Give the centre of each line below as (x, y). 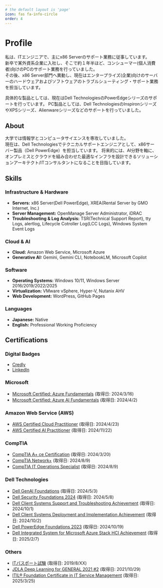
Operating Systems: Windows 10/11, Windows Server (66, 281)
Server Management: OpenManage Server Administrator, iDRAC (77, 213)
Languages (19, 309)
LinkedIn (21, 370)
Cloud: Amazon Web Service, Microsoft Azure (58, 252)
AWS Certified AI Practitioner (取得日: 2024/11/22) (62, 430)
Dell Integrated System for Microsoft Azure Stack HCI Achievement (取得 (85, 533)
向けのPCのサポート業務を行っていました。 (54, 69)
